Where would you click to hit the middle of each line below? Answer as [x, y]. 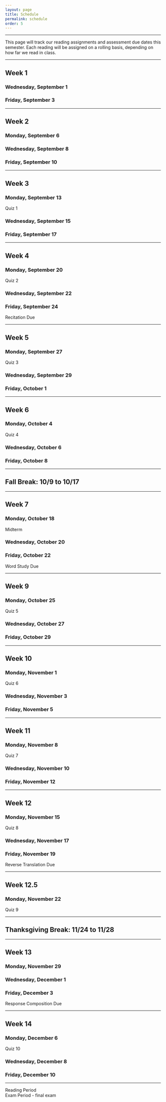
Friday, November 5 [29, 710]
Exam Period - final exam [31, 1096]
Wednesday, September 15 [38, 221]
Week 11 [18, 731]
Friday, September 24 [32, 306]
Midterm [14, 529]
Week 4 [17, 256]
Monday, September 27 [34, 351]
